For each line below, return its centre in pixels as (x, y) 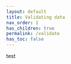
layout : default (26, 12)
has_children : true (30, 28)
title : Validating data (36, 17)
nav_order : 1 (22, 23)
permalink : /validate (33, 34)
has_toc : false (25, 39)
